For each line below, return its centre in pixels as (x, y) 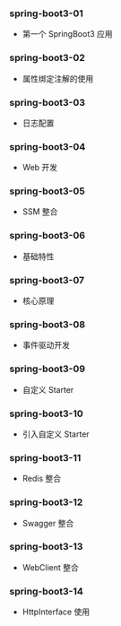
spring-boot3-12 (46, 502)
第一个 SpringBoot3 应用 (68, 34)
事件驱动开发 (46, 345)
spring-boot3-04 (48, 146)
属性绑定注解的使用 (58, 78)
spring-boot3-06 (48, 236)
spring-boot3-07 (47, 280)
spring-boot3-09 (48, 369)
